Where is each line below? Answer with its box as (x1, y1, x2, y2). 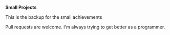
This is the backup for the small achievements (5, 14, 102, 20)
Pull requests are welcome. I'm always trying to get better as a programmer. (5, 24, 165, 30)
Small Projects (5, 5, 37, 10)
